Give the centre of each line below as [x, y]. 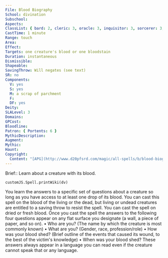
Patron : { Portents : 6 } [31, 131]
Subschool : [16, 19]
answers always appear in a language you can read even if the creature [79, 245]
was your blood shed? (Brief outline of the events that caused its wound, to [82, 234]
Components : [17, 80]
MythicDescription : [25, 136]
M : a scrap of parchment [35, 94]
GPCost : [13, 121]
